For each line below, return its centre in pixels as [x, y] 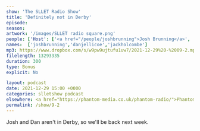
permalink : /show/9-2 [33, 105]
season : [16, 28]
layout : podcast [26, 83]
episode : [17, 23]
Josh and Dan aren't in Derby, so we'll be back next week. [77, 122]
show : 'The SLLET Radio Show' [44, 12]
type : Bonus [21, 67]
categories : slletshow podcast [45, 94]
